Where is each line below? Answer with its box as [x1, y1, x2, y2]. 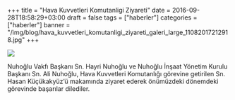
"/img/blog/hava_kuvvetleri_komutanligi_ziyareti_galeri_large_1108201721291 [7, 28, 228, 36]
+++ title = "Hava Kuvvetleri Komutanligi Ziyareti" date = [7, 6, 171, 14]
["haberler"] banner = [7, 21, 71, 29]
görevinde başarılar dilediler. [7, 85, 90, 93]
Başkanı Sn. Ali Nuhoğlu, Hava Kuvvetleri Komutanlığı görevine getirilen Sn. [7, 70, 226, 78]
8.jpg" [7, 36, 25, 44]
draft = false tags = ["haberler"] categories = [66, 13, 198, 22]
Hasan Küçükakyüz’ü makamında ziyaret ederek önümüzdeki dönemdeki [7, 77, 219, 85]
